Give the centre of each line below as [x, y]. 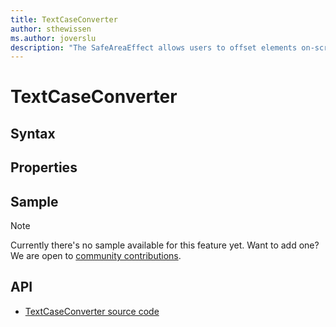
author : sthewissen [51, 29]
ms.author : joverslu [53, 38]
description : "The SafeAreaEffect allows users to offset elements [154, 47]
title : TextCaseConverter [64, 19]
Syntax [33, 133]
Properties [44, 167]
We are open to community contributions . [96, 256]
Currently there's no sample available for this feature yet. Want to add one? [165, 245]
